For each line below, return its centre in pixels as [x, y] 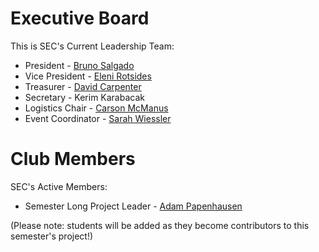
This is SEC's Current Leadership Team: [92, 46]
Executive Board [80, 18]
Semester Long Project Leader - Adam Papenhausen [133, 206]
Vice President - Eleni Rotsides [88, 76]
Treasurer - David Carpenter [83, 86]
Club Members [73, 159]
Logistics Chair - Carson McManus [96, 108]
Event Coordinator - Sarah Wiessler [98, 118]
